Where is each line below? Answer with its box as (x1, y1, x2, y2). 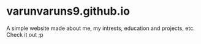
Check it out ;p (6, 31, 44, 38)
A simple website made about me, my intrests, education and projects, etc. (6, 24, 195, 32)
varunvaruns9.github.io (6, 4, 131, 18)
